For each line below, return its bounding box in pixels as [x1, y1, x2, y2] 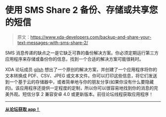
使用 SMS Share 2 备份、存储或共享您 [5, 4, 158, 16]
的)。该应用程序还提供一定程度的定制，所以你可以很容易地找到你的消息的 [5, 85, 154, 91]
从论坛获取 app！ [5, 106, 41, 112]
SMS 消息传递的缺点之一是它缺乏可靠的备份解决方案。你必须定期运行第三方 [5, 50, 159, 56]
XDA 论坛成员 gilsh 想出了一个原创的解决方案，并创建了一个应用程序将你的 [5, 66, 157, 72]
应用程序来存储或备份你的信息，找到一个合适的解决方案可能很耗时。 [5, 56, 144, 62]
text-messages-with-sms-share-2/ [17, 39, 88, 45]
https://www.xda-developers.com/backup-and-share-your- [30, 34, 152, 40]
